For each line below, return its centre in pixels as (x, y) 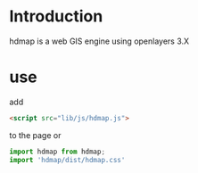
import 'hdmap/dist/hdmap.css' (67, 160)
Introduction (56, 16)
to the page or (35, 135)
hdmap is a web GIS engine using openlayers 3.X (99, 41)
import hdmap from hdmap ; (57, 152)
